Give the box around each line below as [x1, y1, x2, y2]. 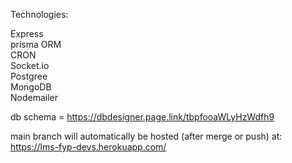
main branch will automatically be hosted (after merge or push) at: [10, 130, 283, 142]
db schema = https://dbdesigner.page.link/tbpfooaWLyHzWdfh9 [10, 111, 275, 123]
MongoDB [10, 81, 52, 93]
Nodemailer [10, 92, 59, 103]
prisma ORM [10, 39, 62, 50]
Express [10, 28, 44, 39]
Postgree [10, 70, 48, 82]
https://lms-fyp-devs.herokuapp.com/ [10, 141, 167, 153]
